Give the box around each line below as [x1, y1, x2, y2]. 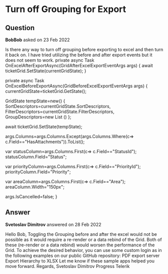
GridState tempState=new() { [5, 98, 65, 104]
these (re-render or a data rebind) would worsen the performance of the [5, 242, 155, 248]
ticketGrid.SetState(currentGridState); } [5, 68, 87, 74]
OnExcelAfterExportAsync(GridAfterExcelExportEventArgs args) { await [5, 63, 153, 68]
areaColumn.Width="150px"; [5, 184, 65, 190]
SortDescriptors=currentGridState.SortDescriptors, [5, 103, 111, 109]
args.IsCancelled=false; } [5, 194, 58, 199]
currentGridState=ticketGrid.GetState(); [5, 88, 87, 94]
